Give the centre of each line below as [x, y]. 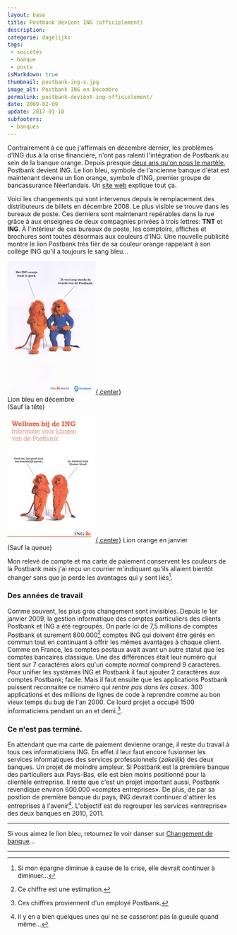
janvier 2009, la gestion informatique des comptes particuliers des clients [114, 619]
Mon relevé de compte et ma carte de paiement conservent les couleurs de [117, 561]
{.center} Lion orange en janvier [142, 540]
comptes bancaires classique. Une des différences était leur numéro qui [112, 657]
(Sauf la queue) [30, 547]
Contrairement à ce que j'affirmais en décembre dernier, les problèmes [110, 148]
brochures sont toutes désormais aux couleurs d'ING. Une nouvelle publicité [118, 236]
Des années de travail [45, 595]
